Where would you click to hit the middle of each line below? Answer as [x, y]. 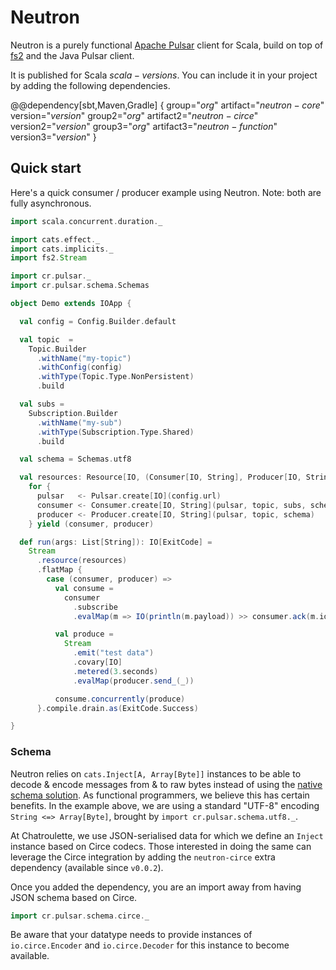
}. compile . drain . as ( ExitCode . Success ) [117, 708]
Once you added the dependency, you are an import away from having [156, 887]
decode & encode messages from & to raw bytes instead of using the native [166, 784]
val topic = [46, 339]
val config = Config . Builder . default [98, 321]
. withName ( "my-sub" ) [79, 422]
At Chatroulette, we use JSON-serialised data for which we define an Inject [167, 835]
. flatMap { [59, 570]
